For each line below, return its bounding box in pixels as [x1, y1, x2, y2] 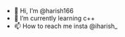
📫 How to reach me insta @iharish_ [13, 22, 118, 30]
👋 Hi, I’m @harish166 [13, 7, 74, 15]
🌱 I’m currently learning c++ [13, 14, 96, 22]
